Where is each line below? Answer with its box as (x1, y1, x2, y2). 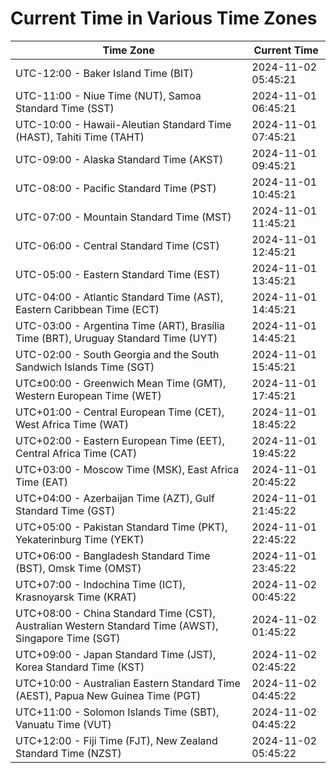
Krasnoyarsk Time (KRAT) (15, 590, 137, 604)
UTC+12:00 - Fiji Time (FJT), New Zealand (15, 733, 218, 747)
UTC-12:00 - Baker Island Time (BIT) (15, 66, 194, 80)
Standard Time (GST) (15, 503, 116, 517)
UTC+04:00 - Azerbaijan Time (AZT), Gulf (15, 491, 215, 505)
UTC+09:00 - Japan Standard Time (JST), (15, 647, 217, 661)
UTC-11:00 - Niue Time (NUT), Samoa (15, 88, 202, 102)
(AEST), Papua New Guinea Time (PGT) (15, 688, 202, 702)
